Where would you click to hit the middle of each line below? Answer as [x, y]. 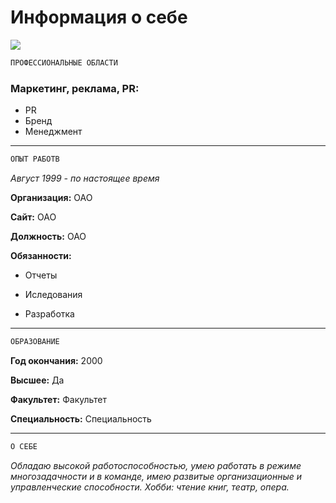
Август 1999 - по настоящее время [85, 178]
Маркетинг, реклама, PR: [75, 88]
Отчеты [41, 275]
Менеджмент [53, 132]
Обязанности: [41, 255]
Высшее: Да [37, 380]
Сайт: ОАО [33, 217]
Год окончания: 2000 [56, 360]
